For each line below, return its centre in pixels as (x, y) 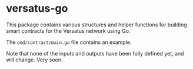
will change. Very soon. (34, 60)
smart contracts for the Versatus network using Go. (68, 30)
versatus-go (37, 8)
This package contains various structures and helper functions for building (96, 25)
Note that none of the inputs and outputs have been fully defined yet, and (95, 53)
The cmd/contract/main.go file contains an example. (69, 42)
